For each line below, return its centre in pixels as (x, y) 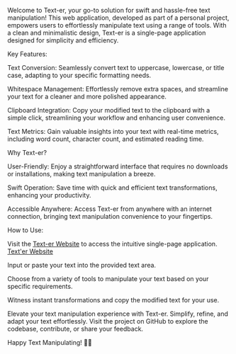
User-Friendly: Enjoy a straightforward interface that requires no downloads (118, 166)
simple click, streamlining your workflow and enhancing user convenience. (116, 118)
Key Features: (27, 54)
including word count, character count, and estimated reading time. (106, 139)
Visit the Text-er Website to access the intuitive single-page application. (112, 244)
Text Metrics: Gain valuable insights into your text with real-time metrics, (113, 131)
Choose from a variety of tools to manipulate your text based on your (108, 279)
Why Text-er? (27, 153)
